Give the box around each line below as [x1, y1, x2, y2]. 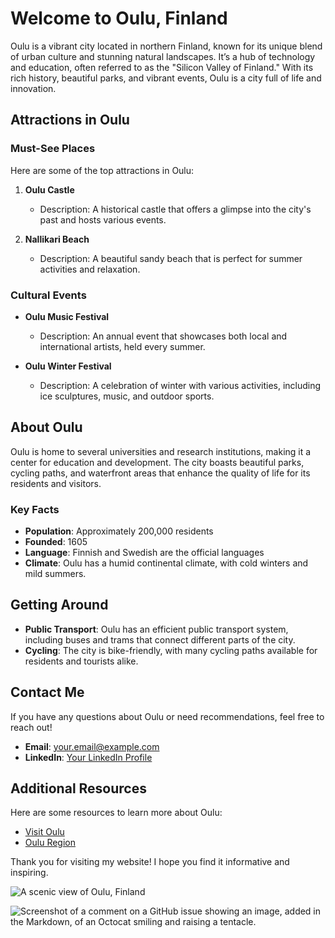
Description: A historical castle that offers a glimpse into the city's [39, 203, 312, 215]
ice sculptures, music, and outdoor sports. [39, 390, 215, 402]
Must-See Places [10, 142, 96, 156]
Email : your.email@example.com [24, 740, 160, 752]
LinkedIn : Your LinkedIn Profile [24, 751, 153, 763]
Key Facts [10, 502, 60, 516]
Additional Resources [10, 780, 147, 797]
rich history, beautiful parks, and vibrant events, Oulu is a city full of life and [10, 72, 322, 84]
